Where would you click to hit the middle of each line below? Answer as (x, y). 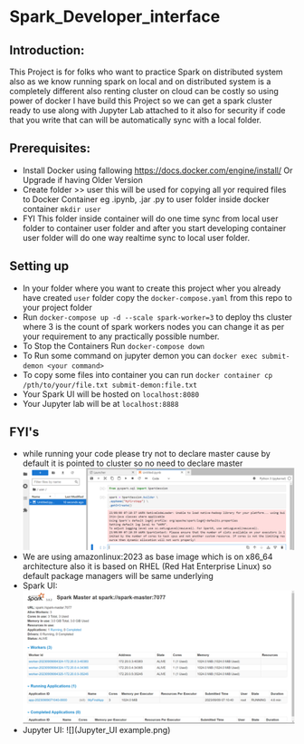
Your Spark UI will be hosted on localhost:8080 (111, 394)
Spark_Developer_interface (115, 17)
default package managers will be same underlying (118, 575)
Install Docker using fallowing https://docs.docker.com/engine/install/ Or (157, 170)
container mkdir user (62, 208)
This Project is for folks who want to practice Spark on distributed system (146, 72)
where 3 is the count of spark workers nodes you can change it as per (153, 326)
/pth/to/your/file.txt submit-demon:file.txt (109, 385)
